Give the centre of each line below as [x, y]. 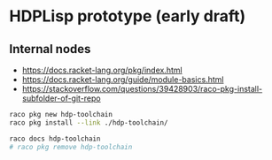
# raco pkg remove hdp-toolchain [71, 147]
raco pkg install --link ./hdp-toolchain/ [89, 122]
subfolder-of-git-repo [61, 98]
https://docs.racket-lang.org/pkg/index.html [102, 70]
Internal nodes [50, 49]
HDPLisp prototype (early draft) [128, 16]
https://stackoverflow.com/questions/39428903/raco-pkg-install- [142, 89]
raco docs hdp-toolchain [55, 139]
